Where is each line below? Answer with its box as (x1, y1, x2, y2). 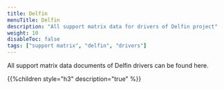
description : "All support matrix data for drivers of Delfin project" (7, 23, 218, 30)
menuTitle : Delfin (7, 17, 60, 24)
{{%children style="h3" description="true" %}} (7, 75, 142, 83)
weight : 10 (7, 29, 39, 37)
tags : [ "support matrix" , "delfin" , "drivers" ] (7, 42, 147, 49)
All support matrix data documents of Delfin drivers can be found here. (7, 62, 209, 69)
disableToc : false (7, 36, 60, 43)
